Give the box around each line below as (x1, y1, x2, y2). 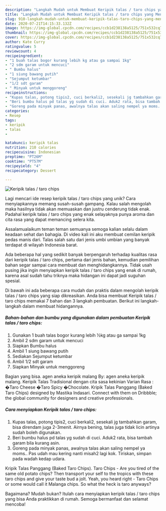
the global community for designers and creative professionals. (5, 395, 134, 401)
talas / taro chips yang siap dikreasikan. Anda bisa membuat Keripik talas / (5, 293, 157, 299)
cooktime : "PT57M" (5, 159, 43, 164)
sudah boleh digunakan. (12, 429, 62, 436)
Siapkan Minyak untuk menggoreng (12, 364, 85, 370)
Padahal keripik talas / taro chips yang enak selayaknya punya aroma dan (5, 211, 155, 217)
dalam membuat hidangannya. (22, 303, 84, 309)
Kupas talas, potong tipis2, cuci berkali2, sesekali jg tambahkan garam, (12, 419, 157, 425)
